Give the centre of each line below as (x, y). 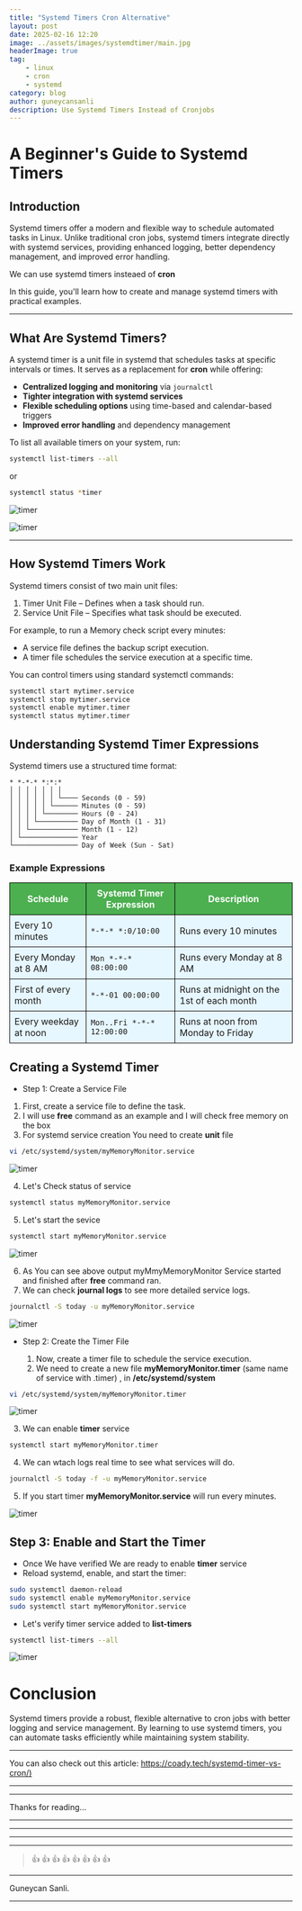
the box (36, 1125)
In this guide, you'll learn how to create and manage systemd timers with (144, 292)
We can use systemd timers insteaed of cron (92, 275)
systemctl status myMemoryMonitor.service (90, 1203)
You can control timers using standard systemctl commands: (121, 674)
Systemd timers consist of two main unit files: (93, 585)
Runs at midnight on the (230, 989)
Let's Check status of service (77, 1185)
